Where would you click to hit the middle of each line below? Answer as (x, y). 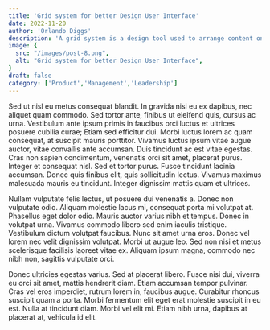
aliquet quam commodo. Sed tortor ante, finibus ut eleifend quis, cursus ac (132, 114)
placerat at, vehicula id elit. (53, 317)
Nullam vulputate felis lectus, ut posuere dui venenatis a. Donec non (121, 199)
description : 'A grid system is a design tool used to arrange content (131, 38)
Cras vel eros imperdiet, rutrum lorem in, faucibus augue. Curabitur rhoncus (134, 291)
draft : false (30, 76)
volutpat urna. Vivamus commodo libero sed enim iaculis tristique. (118, 224)
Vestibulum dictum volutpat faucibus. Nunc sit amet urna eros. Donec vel (129, 233)
